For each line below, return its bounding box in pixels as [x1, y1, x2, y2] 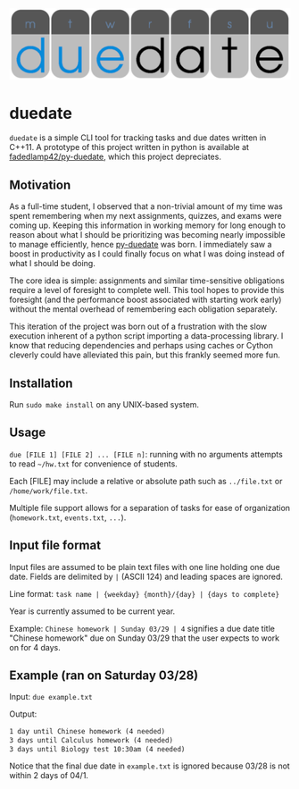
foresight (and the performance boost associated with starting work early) [9, 294, 282, 306]
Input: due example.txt [9, 692, 93, 702]
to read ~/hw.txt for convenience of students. [9, 458, 179, 469]
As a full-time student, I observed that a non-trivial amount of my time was [9, 201, 283, 212]
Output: [9, 709, 37, 719]
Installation [9, 375, 73, 390]
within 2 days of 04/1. [9, 770, 89, 781]
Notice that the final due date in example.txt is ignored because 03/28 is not [9, 760, 290, 771]
